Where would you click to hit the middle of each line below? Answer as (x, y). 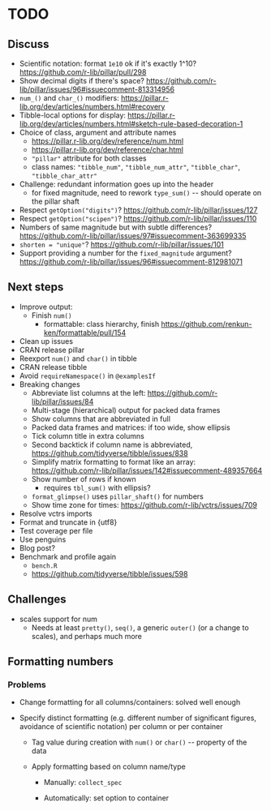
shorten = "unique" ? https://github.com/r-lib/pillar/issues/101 (121, 245)
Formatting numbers (61, 662)
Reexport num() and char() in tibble (78, 358)
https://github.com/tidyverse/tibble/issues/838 (110, 453)
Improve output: (46, 307)
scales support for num (58, 619)
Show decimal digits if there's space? (82, 81)
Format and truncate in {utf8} (68, 522)
